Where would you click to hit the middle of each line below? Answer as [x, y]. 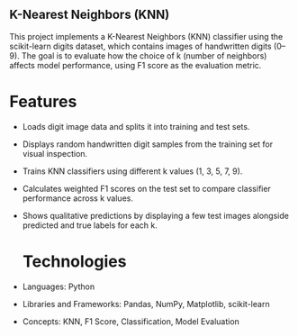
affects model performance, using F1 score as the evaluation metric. [135, 65]
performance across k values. [77, 198]
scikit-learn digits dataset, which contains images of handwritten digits [140, 46]
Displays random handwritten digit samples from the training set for [147, 144]
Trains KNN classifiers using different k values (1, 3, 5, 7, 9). [132, 171]
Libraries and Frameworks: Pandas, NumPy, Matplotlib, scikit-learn [146, 304]
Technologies [74, 261]
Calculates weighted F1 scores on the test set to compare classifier [147, 188]
